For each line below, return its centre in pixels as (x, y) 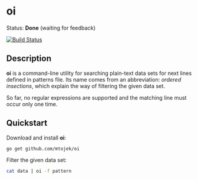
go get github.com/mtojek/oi (43, 149)
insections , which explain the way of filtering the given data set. (86, 86)
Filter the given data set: (37, 160)
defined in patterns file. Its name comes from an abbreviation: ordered (94, 79)
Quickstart (27, 123)
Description (29, 59)
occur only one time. (32, 104)
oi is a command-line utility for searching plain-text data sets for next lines (99, 73)
